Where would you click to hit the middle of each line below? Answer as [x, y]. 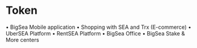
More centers [22, 40]
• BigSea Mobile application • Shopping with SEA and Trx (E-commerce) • [98, 27]
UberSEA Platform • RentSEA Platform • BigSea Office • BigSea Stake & [95, 33]
